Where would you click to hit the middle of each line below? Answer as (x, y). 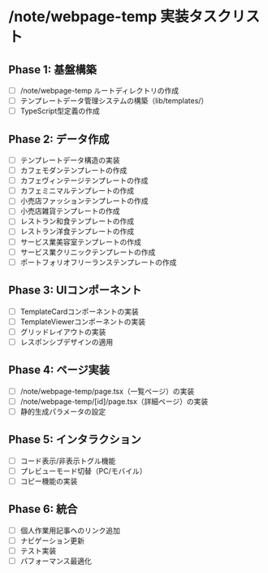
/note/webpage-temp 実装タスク (120, 17)
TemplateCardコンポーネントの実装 (80, 311)
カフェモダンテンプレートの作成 (73, 171)
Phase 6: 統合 (43, 509)
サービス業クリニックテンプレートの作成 (88, 252)
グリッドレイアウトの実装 (63, 332)
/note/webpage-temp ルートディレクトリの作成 (99, 91)
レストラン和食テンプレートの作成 (77, 221)
